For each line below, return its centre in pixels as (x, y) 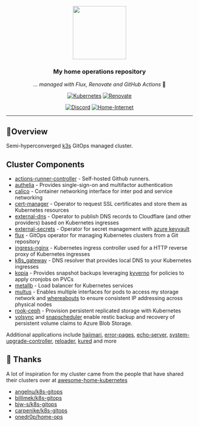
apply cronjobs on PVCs (44, 279)
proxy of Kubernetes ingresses (52, 254)
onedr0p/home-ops (39, 417)
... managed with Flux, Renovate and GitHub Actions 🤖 (99, 85)
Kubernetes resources (42, 210)
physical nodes (33, 304)
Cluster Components (45, 164)
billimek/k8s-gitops (38, 398)
